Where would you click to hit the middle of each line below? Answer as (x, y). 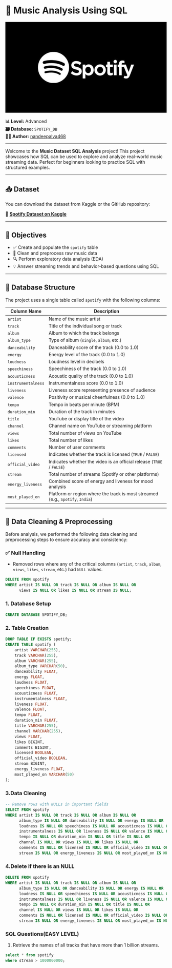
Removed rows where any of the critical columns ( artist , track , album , (87, 564)
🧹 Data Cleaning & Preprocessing (59, 522)
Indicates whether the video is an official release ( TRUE (105, 461)
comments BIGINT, (33, 747)
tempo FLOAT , (28, 715)
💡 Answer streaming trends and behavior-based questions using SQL (86, 266)
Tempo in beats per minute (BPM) (84, 404)
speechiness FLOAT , (35, 688)
